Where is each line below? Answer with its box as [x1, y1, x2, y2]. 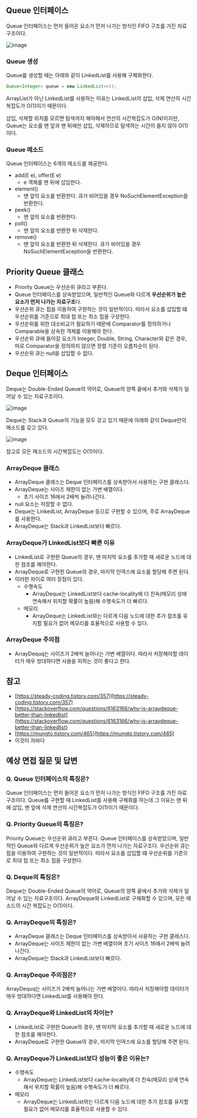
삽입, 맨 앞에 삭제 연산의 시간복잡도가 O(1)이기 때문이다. [12, 804, 140, 811]
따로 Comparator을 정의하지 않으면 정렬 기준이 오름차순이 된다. [14, 342, 160, 350]
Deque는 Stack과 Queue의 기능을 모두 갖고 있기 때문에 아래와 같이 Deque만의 [6, 417, 187, 424]
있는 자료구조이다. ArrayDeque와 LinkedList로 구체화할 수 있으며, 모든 [23, 894, 185, 901]
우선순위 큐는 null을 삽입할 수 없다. [14, 350, 94, 357]
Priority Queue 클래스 [6, 267, 84, 277]
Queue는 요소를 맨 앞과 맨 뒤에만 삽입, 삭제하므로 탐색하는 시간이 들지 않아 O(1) [6, 122, 188, 129]
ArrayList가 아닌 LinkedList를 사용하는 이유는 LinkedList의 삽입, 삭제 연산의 [6, 95, 181, 102]
